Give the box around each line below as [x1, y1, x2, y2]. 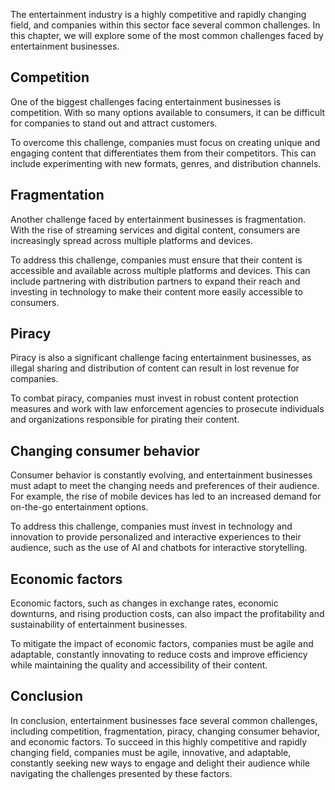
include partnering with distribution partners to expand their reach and [10, 275, 301, 287]
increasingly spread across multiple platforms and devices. [10, 234, 253, 246]
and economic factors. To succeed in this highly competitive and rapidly [10, 735, 308, 748]
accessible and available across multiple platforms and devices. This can [10, 264, 311, 276]
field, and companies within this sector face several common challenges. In [10, 19, 321, 31]
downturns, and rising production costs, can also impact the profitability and [10, 608, 325, 620]
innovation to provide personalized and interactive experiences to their [10, 531, 302, 543]
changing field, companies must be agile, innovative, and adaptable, [10, 746, 292, 758]
